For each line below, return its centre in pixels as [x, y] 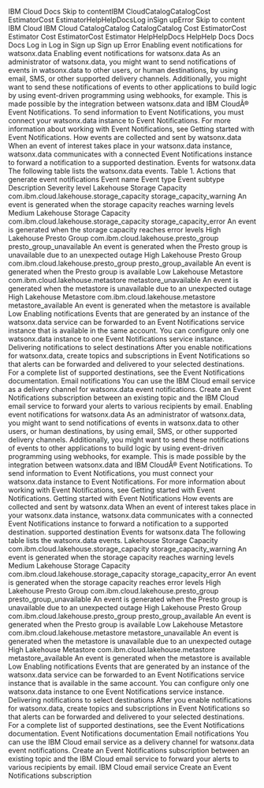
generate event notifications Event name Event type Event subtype [116, 179]
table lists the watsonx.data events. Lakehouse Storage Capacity [113, 540]
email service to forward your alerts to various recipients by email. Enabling [130, 406]
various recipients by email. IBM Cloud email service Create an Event [120, 767]
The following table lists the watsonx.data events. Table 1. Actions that [122, 171]
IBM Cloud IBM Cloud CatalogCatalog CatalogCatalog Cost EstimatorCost [127, 28]
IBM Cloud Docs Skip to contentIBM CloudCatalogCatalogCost [110, 11]
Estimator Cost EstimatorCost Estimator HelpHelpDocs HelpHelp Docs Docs [131, 36]
